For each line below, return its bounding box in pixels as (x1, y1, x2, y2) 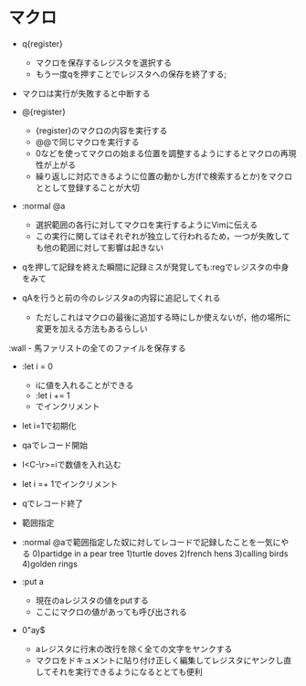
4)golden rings (21, 558, 79, 569)
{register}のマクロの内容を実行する (35, 124, 168, 136)
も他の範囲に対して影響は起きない (35, 242, 164, 253)
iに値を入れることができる (35, 379, 134, 390)
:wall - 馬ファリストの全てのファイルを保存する (8, 343, 186, 354)
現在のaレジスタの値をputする (35, 595, 149, 606)
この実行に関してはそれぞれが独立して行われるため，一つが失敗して (35, 230, 290, 241)
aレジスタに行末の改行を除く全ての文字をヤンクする (35, 643, 233, 654)
